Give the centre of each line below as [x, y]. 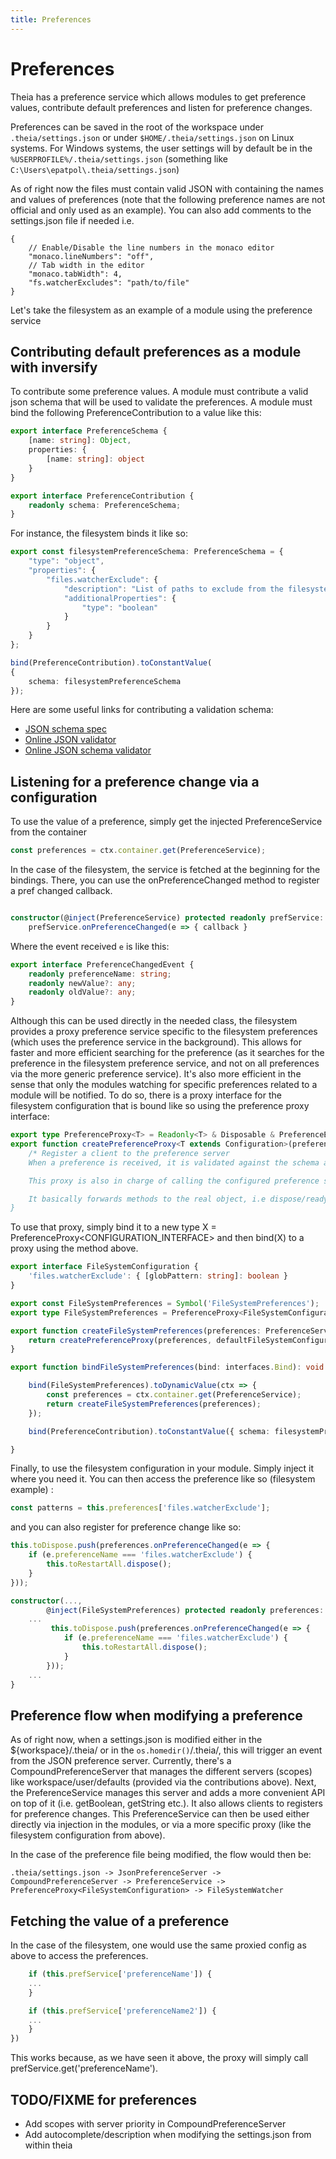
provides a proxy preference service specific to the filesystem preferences [164, 1032]
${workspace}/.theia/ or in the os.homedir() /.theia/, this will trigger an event [166, 1750]
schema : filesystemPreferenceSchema [105, 681]
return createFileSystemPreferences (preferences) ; [154, 1404]
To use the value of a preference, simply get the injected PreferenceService [166, 822]
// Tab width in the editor [86, 265]
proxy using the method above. [74, 1248]
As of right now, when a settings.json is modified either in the [136, 1740]
